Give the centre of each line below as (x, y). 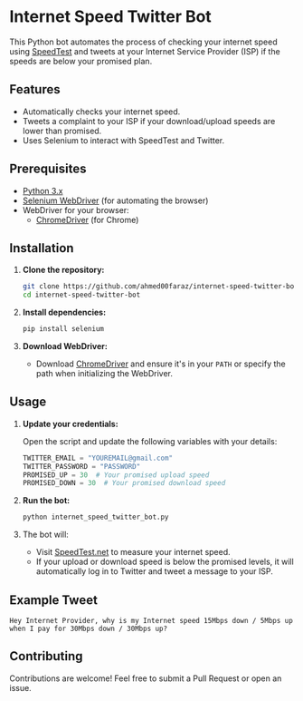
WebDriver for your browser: (76, 209)
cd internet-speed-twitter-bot (81, 295)
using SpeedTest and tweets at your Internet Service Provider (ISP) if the (145, 51)
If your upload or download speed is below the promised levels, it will (165, 562)
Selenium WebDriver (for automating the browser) (115, 200)
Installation (42, 248)
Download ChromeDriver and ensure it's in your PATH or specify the (161, 364)
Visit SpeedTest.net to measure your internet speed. (133, 552)
